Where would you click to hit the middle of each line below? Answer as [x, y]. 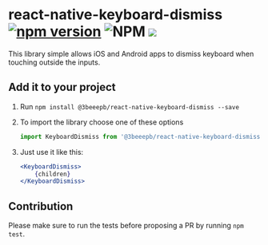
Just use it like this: [52, 152]
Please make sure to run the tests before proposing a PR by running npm [126, 226]
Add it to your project [62, 87]
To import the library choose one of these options [102, 122]
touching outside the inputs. [54, 62]
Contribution [41, 206]
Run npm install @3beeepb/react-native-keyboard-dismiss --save [130, 106]
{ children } [53, 174]
